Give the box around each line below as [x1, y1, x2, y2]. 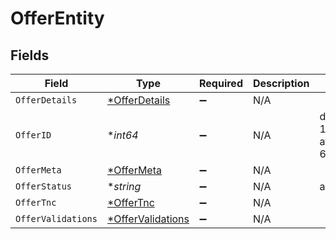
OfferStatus [15, 181, 73, 192]
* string [106, 180, 142, 193]
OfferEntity [10, 7, 105, 30]
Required [199, 77, 243, 90]
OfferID [15, 130, 52, 141]
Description [252, 77, 310, 90]
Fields [10, 47, 50, 64]
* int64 [106, 128, 139, 142]
